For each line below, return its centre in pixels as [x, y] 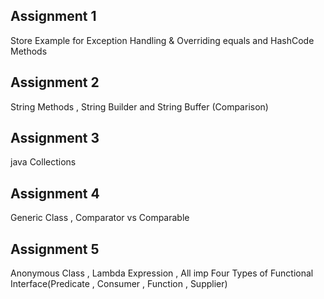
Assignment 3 [55, 138]
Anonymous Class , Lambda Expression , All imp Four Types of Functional [162, 273]
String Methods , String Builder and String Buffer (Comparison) [139, 106]
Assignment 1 [53, 16]
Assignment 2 [55, 82]
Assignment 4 [55, 193]
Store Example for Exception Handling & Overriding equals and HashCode [162, 40]
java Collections [43, 162]
